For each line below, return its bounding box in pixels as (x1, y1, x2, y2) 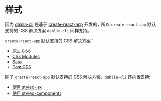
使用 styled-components (12, 90, 62, 96)
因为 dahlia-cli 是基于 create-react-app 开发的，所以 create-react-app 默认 (5, 21, 156, 27)
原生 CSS (12, 48, 31, 54)
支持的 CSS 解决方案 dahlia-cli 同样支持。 (5, 27, 92, 33)
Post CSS (12, 64, 32, 69)
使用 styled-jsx (12, 84, 42, 90)
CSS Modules (12, 53, 40, 59)
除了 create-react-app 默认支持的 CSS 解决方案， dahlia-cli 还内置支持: (5, 74, 151, 80)
